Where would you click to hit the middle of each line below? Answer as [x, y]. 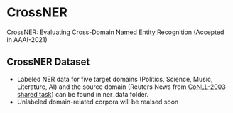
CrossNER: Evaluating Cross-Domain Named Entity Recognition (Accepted [115, 32]
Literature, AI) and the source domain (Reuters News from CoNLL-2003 [121, 87]
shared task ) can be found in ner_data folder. [83, 94]
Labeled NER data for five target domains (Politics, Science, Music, [115, 79]
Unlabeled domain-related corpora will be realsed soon [98, 102]
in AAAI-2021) [27, 39]
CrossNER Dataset [48, 62]
